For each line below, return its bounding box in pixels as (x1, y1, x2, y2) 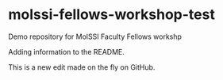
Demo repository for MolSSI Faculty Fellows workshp (8, 32, 183, 41)
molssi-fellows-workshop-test (8, 6, 216, 24)
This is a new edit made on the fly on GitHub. (8, 62, 156, 72)
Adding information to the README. (8, 47, 125, 56)
